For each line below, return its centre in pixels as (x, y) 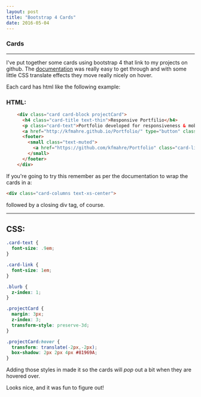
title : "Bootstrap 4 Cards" (41, 17)
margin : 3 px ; (28, 314)
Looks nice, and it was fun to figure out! (55, 388)
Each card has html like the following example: (63, 87)
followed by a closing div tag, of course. (56, 204)
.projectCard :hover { (33, 341)
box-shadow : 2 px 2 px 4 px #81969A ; (54, 353)
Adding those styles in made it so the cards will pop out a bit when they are (99, 370)
